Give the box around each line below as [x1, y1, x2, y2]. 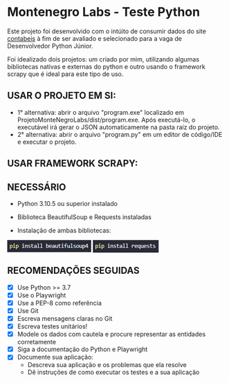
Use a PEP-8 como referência [17, 299, 102, 307]
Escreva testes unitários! [17, 322, 88, 330]
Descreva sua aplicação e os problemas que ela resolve [27, 361, 187, 369]
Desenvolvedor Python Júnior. [7, 41, 93, 50]
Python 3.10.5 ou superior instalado [17, 199, 118, 207]
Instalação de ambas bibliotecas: [17, 226, 111, 234]
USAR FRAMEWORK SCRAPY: [7, 158, 138, 169]
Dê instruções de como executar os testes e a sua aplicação [27, 368, 200, 377]
